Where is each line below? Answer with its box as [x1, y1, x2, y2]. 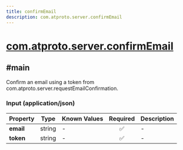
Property [9, 114, 35, 122]
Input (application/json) [6, 99, 75, 108]
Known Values [61, 114, 104, 122]
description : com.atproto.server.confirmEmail [6, 14, 122, 20]
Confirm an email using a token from [6, 78, 95, 85]
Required [108, 114, 135, 122]
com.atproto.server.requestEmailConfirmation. [6, 85, 119, 92]
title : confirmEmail [6, 8, 57, 15]
